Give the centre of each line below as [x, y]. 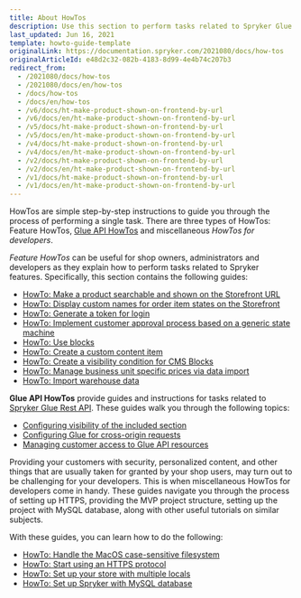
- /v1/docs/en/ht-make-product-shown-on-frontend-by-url [127, 186]
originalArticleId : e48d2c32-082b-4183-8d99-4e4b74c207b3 [120, 60]
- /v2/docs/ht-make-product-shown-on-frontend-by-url [120, 160]
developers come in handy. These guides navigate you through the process [150, 491]
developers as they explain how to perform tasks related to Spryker [134, 267]
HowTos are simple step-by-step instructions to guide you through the [140, 211]
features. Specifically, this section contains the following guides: [129, 277]
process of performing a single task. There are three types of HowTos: [140, 221]
